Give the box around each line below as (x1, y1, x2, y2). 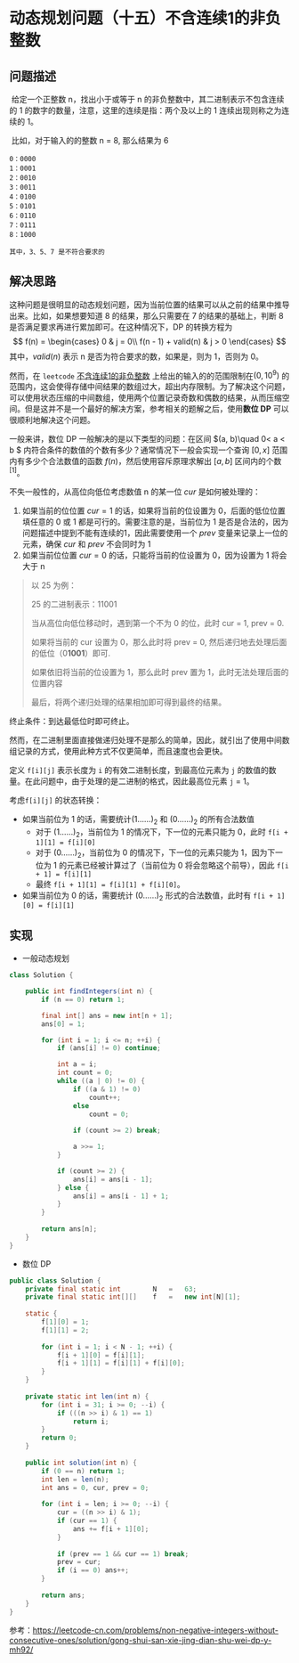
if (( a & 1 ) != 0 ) (72, 1084, 141, 1094)
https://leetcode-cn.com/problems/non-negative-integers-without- (32, 1625, 279, 1635)
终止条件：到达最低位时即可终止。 (9, 716, 134, 727)
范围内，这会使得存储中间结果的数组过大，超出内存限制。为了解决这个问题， (9, 381, 290, 392)
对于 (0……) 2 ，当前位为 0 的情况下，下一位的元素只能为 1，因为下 (35, 847, 276, 860)
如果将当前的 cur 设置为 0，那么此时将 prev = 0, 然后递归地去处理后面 (30, 637, 287, 648)
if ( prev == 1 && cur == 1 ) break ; (56, 1549, 190, 1559)
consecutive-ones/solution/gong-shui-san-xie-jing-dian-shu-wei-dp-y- (9, 1634, 272, 1645)
